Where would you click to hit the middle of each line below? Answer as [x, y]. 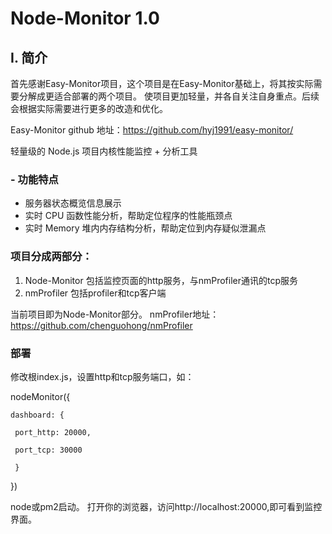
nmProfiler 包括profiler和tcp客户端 [95, 293]
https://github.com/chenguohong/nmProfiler [101, 325]
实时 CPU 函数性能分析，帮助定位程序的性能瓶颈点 [128, 216]
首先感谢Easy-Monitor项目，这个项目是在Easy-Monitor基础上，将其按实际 [162, 83]
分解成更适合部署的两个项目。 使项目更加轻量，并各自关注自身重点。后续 [169, 96]
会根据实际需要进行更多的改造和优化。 [89, 108]
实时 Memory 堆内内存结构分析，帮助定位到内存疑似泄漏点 [145, 228]
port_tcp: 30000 [48, 450]
